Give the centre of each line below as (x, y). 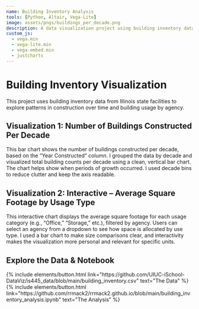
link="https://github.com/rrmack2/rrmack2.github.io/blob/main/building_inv (98, 293)
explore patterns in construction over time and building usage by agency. (95, 108)
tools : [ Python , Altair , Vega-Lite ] (51, 17)
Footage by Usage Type (51, 202)
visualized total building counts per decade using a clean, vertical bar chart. (99, 162)
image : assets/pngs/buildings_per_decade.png (63, 22)
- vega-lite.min (31, 45)
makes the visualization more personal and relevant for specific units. (91, 242)
